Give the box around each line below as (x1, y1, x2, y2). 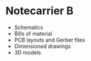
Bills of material (14, 30, 52, 37)
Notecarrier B (5, 4, 74, 18)
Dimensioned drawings (14, 43, 71, 50)
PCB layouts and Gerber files (14, 36, 86, 43)
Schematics (14, 24, 43, 31)
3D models (14, 49, 41, 56)
